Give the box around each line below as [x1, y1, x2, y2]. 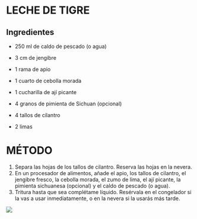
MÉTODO [6, 144, 53, 157]
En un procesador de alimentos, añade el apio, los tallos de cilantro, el [14, 169, 186, 176]
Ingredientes [6, 27, 55, 37]
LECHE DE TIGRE [6, 4, 90, 17]
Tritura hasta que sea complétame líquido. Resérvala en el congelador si [14, 188, 192, 195]
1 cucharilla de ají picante [14, 89, 77, 95]
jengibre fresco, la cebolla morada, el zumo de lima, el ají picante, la [14, 176, 181, 183]
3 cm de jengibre [14, 54, 56, 61]
